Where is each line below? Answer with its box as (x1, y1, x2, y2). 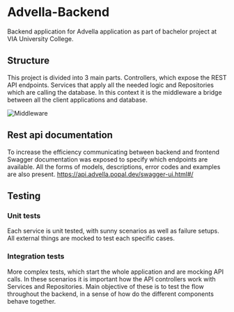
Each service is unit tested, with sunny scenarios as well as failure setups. (7, 227, 219, 235)
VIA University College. (7, 34, 74, 42)
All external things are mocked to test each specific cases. (7, 234, 175, 242)
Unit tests (7, 210, 41, 220)
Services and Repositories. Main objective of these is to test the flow (7, 282, 204, 290)
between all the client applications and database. (7, 95, 148, 104)
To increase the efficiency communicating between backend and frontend (7, 148, 220, 156)
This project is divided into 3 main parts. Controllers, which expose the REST (7, 73, 227, 81)
